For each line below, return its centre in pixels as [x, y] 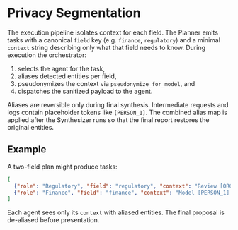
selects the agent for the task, [61, 68]
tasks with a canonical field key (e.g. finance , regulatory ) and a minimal [114, 40]
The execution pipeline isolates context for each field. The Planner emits [113, 32]
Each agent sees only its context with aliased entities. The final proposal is [116, 212]
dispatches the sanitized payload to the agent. [85, 91]
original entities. [31, 127]
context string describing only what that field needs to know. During [107, 47]
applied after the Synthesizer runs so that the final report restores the [108, 120]
